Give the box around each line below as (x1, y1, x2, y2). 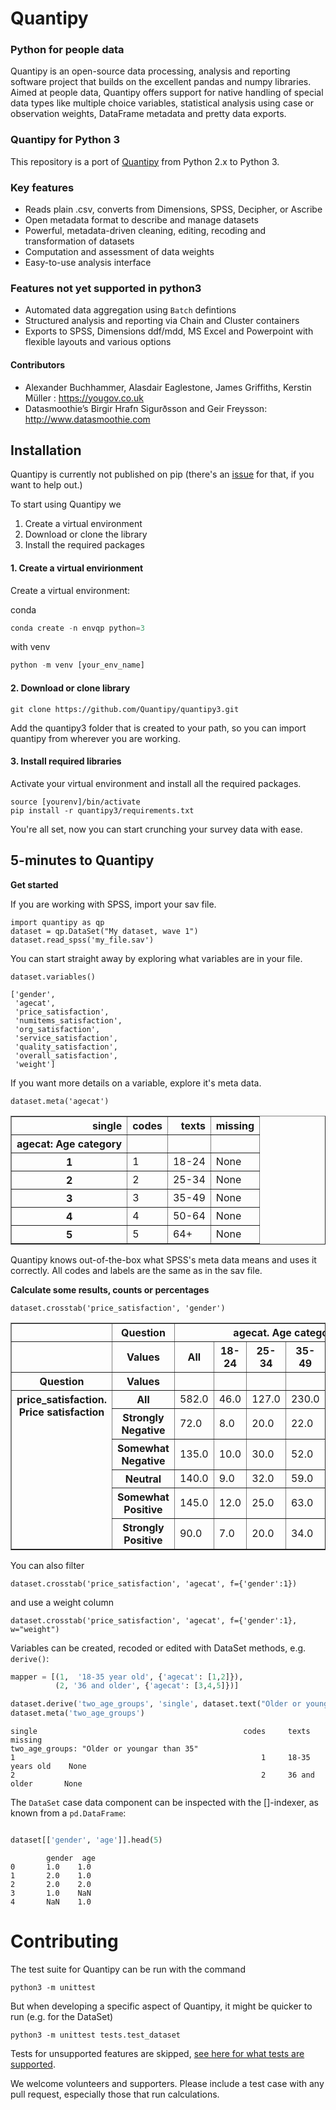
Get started (10, 878, 59, 891)
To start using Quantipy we (10, 498, 122, 511)
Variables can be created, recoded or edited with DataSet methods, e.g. (10, 1642, 307, 1654)
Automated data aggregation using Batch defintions (24, 304, 237, 316)
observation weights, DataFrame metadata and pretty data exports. (10, 108, 287, 120)
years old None (10, 1762, 87, 1772)
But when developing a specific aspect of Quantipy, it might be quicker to (10, 2000, 313, 2012)
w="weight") (10, 1624, 60, 1634)
